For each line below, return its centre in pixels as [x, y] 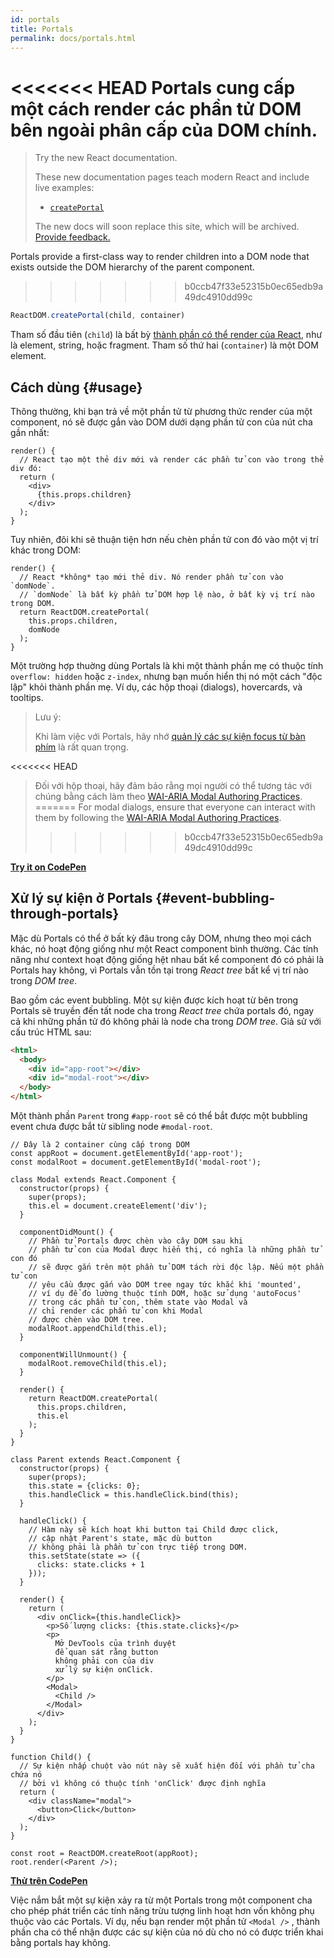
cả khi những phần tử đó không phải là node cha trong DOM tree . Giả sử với [166, 1021]
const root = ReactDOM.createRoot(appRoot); [104, 1854]
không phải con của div [104, 1661]
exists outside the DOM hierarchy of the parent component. [132, 267]
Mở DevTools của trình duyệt [115, 1644]
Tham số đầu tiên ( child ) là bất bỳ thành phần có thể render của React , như [166, 335]
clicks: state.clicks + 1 [90, 1565]
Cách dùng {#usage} [76, 387]
